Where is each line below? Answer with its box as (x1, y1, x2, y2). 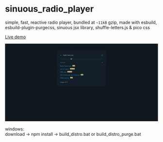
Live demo (5, 34, 26, 40)
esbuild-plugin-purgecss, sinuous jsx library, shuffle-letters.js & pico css (5, 24, 150, 30)
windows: (5, 126, 24, 132)
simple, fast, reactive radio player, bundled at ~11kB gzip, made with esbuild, (5, 19, 157, 25)
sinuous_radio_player (5, 3, 94, 15)
